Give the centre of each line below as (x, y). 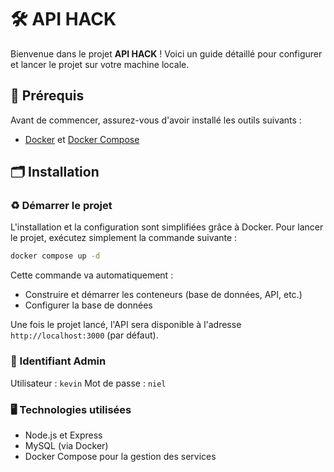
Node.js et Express (63, 435)
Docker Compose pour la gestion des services (120, 456)
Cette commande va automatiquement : (92, 275)
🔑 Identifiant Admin (58, 361)
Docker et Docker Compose (82, 139)
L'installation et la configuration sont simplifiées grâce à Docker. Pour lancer (167, 227)
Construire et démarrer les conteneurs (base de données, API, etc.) (163, 295)
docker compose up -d (55, 256)
